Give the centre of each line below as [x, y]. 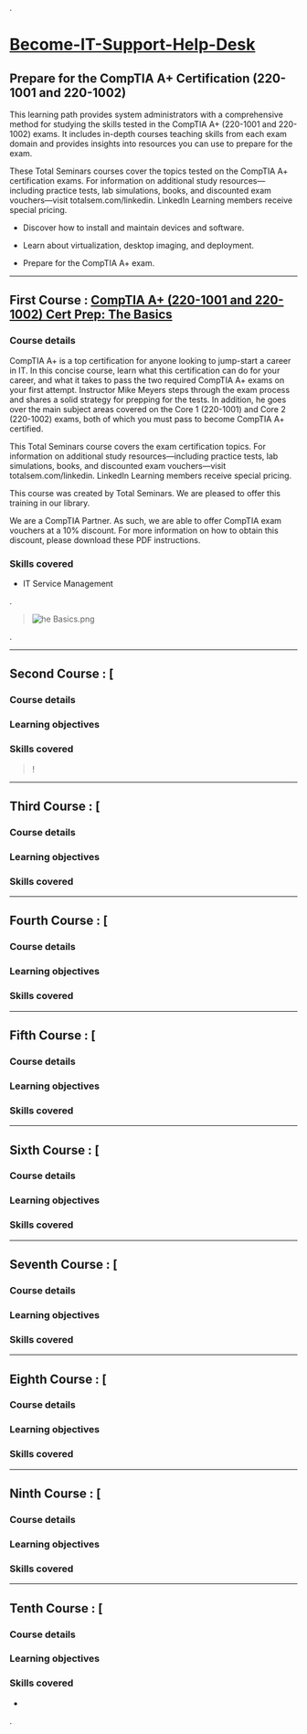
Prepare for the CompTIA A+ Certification [130, 78]
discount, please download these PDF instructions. [105, 540]
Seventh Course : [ [64, 1265]
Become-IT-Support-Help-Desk [132, 45]
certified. [26, 429]
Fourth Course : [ [58, 921]
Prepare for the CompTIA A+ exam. [89, 263]
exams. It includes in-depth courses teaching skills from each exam [160, 134]
